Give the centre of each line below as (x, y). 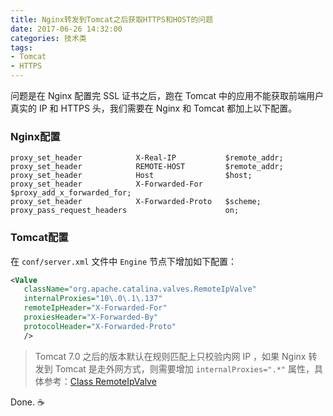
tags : (21, 47)
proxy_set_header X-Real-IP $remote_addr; (147, 158)
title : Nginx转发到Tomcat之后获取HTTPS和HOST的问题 (112, 19)
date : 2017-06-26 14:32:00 (66, 29)
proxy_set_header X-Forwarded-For (106, 184)
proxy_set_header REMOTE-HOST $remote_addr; (147, 167)
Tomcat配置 (39, 238)
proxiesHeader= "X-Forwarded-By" (91, 317)
